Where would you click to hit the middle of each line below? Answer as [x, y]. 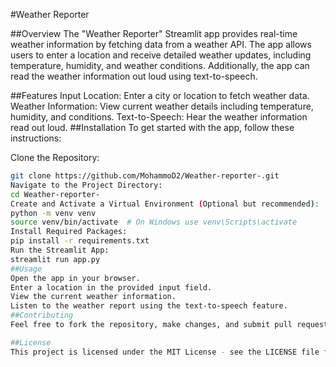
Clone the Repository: [55, 157]
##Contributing [42, 315]
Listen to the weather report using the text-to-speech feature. [149, 306]
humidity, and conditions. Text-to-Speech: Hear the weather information [159, 117]
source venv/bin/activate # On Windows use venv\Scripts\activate [154, 222]
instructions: [36, 138]
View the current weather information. [93, 297]
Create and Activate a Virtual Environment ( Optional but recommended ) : [165, 204]
